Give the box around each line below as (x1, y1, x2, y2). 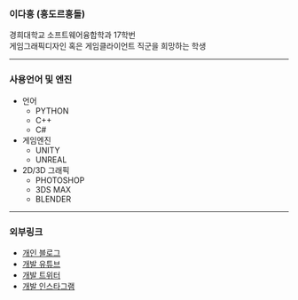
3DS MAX (35, 184, 72, 194)
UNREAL (35, 154, 67, 165)
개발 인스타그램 (21, 280, 75, 291)
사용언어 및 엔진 (9, 74, 73, 86)
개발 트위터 (21, 269, 61, 280)
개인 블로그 (21, 247, 61, 258)
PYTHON (35, 105, 69, 116)
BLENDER (35, 193, 72, 204)
